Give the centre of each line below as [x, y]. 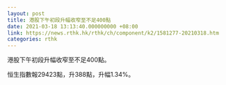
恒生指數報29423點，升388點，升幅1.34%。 [71, 75]
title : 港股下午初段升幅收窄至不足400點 [59, 20]
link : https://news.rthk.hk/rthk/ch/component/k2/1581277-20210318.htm [113, 33]
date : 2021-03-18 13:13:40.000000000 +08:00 [73, 26]
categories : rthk [32, 39]
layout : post [26, 13]
